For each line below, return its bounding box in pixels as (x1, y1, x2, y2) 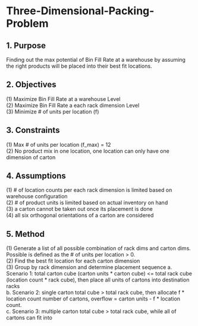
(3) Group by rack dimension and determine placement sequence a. (6, 264, 172, 271)
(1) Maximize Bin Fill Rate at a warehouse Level (6, 95, 121, 102)
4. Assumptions (6, 171, 67, 181)
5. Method (6, 229, 45, 239)
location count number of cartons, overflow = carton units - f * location (6, 295, 180, 302)
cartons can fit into (6, 314, 52, 321)
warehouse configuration (6, 193, 68, 200)
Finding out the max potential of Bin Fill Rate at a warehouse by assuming (6, 56, 186, 63)
